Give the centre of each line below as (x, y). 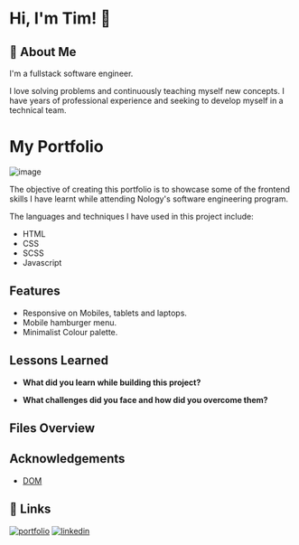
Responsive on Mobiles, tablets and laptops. (105, 313)
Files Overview (52, 428)
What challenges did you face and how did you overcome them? (145, 399)
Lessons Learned (59, 361)
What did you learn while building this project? (112, 382)
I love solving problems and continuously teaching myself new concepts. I (147, 91)
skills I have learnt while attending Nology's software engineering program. (149, 199)
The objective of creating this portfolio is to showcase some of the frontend (150, 189)
